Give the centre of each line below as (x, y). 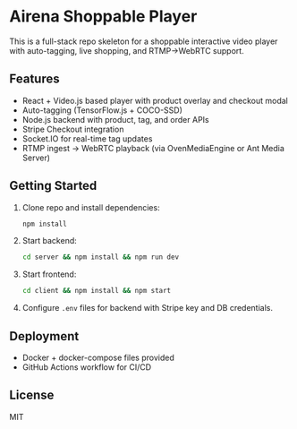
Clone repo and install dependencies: (91, 207)
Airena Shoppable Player (103, 17)
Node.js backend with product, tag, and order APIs (115, 119)
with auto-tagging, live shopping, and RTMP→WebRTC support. (127, 50)
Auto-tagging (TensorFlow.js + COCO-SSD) (102, 110)
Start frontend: (49, 274)
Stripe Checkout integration (73, 129)
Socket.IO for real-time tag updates (87, 138)
